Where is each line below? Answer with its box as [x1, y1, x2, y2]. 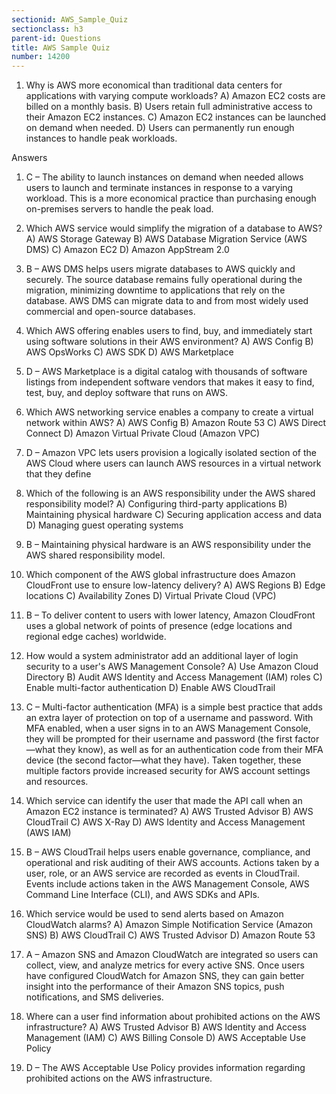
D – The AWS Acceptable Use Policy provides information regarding [25, 1062, 306, 1074]
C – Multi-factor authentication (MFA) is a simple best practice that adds [25, 701, 323, 713]
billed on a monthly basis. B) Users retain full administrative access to [25, 101, 313, 113]
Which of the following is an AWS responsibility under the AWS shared [25, 487, 316, 500]
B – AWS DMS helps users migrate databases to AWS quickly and [25, 263, 296, 275]
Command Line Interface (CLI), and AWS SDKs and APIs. [25, 889, 260, 901]
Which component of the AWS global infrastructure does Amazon [25, 569, 296, 581]
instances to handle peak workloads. [25, 132, 178, 145]
